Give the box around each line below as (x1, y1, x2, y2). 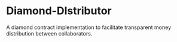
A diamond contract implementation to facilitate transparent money (6, 24, 172, 31)
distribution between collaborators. (6, 30, 93, 37)
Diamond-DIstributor (6, 4, 112, 18)
